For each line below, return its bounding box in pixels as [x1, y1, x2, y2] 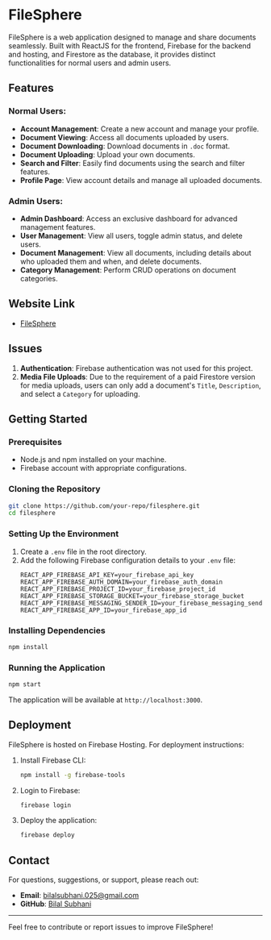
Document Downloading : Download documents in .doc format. [19, 141, 231, 151]
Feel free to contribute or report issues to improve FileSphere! [8, 922, 214, 932]
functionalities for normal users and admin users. [8, 58, 172, 68]
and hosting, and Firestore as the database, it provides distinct [8, 49, 216, 59]
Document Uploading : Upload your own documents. [19, 149, 195, 159]
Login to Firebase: [19, 785, 81, 795]
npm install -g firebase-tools [19, 771, 126, 779]
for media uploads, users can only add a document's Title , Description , [19, 381, 261, 390]
